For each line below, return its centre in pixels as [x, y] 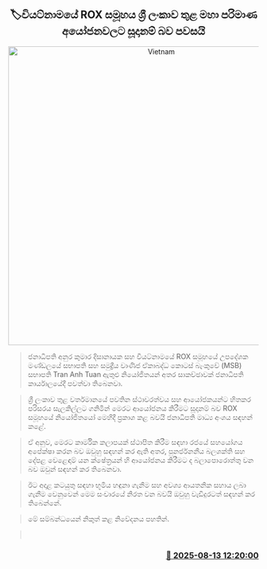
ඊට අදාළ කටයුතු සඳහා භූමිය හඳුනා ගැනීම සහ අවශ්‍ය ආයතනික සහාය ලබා [137, 485]
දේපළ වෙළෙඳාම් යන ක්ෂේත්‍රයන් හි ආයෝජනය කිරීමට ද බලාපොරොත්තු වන [141, 460]
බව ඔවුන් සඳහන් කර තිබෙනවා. [74, 469]
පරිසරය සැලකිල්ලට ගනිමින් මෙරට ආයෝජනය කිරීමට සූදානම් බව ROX [132, 408]
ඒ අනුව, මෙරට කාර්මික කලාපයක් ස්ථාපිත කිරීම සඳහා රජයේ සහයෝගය [135, 441]
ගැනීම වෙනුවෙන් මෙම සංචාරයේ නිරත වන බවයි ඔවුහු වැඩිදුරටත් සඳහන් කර [141, 493]
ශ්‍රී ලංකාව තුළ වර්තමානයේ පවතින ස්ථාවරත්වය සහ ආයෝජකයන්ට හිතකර [139, 399]
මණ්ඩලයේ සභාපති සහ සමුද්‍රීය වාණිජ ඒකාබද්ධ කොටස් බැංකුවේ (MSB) [135, 365]
